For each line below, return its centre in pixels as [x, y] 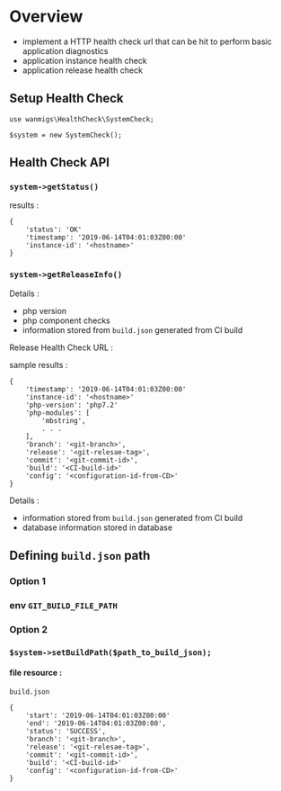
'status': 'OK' [54, 230]
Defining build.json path [80, 556]
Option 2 [28, 629]
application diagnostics [65, 50]
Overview [46, 17]
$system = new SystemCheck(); [66, 135]
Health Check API [60, 162]
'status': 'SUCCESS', [66, 732]
